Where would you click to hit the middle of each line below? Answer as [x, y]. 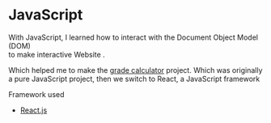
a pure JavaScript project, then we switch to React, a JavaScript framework [134, 78]
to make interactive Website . [57, 54]
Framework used [36, 94]
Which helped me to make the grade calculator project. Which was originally [135, 70]
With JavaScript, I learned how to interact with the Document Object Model [133, 37]
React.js [34, 110]
